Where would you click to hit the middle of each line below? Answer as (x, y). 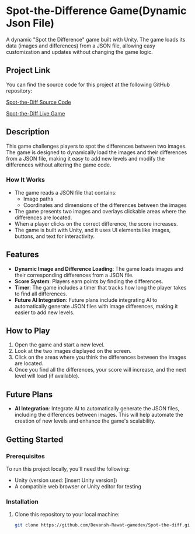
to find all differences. (41, 294)
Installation (22, 501)
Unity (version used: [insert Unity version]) (66, 480)
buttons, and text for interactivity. (55, 236)
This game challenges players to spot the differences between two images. (96, 146)
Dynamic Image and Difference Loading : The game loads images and (99, 268)
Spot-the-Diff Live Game (36, 113)
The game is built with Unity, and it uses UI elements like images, (93, 230)
